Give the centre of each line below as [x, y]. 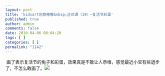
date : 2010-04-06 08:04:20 [33, 33]
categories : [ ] [22, 42]
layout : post [19, 10]
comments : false [22, 28]
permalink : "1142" [24, 47]
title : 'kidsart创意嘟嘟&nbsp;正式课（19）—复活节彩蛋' [59, 14]
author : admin [20, 24]
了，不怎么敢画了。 [25, 68]
